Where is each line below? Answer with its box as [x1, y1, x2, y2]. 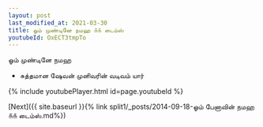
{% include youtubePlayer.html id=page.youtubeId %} [8, 87, 184, 96]
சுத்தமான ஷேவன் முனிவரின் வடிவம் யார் [19, 71, 145, 80]
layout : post [8, 11, 51, 20]
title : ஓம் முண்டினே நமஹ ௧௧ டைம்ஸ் [8, 26, 124, 34]
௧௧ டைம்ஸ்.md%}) [8, 111, 66, 121]
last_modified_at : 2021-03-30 [8, 19, 108, 27]
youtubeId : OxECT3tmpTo [8, 33, 87, 42]
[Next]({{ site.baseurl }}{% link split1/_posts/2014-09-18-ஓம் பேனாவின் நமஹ [8, 102, 255, 111]
